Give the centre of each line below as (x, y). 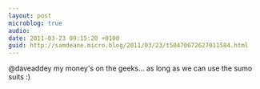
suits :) (19, 77)
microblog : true (35, 23)
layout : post (30, 16)
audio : (19, 30)
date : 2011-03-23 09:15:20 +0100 (64, 38)
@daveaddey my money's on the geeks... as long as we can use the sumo (130, 68)
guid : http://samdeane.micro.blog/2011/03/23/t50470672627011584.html (128, 46)
